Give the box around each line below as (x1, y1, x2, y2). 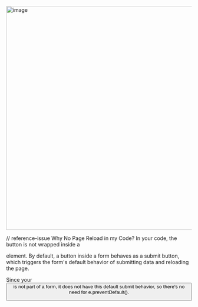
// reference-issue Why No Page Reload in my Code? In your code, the (6, 235, 177, 242)
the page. (6, 265, 29, 272)
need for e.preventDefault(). (68, 289, 130, 295)
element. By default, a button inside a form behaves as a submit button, (6, 252, 180, 259)
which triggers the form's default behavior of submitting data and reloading (6, 259, 189, 265)
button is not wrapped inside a (6, 241, 80, 248)
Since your (6, 276, 32, 283)
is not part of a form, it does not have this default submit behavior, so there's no (13, 283, 185, 290)
